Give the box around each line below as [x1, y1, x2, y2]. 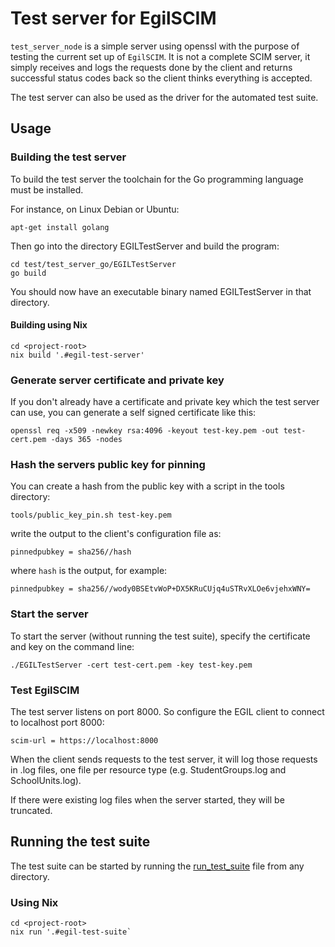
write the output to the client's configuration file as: [10, 528, 222, 540]
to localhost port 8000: [10, 717, 105, 729]
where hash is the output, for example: [10, 565, 168, 577]
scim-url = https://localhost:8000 [10, 736, 159, 746]
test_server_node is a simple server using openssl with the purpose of [10, 40, 300, 52]
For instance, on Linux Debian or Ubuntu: [10, 203, 180, 215]
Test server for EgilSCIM [10, 7, 217, 30]
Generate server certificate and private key [10, 373, 225, 387]
